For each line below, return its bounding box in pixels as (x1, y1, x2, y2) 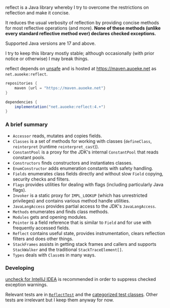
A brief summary (5, 121, 48, 128)
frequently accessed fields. (12, 224, 70, 231)
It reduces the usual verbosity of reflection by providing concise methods (5, 20, 159, 25)
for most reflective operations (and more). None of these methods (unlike (5, 25, 161, 31)
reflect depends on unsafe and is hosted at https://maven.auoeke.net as (5, 66, 157, 71)
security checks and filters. (12, 176, 70, 182)
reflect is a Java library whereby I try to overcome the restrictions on (5, 5, 149, 10)
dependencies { (5, 99, 38, 105)
